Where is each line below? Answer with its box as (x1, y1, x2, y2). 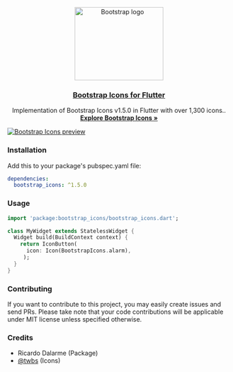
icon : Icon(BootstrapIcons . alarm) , (25, 247, 132, 255)
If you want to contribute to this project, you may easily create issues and (7, 300, 222, 308)
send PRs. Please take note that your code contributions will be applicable (7, 307, 224, 316)
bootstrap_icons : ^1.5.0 (13, 182, 87, 189)
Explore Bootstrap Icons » (80, 114, 158, 122)
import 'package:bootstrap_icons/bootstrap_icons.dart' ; (7, 214, 179, 221)
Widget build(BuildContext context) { (13, 234, 129, 241)
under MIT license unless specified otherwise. (7, 314, 142, 323)
